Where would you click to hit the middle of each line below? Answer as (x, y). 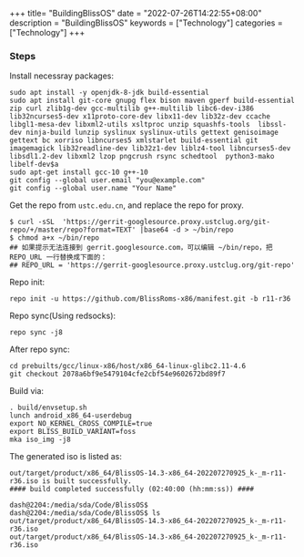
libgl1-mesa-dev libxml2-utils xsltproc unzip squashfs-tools (130, 125)
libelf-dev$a (34, 165)
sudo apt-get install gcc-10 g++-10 (79, 172)
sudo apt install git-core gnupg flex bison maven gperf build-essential (152, 101)
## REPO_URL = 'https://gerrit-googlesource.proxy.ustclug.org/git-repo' (152, 265)
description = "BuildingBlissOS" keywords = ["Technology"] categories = (147, 23)
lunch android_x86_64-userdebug (71, 416)
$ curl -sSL (32, 222)
